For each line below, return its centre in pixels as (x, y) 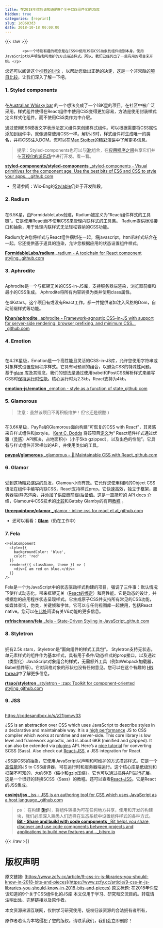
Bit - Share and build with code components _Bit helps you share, (83, 821)
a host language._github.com (34, 800)
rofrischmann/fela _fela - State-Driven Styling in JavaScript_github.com (77, 621)
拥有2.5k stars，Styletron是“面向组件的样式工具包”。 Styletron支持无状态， (80, 649)
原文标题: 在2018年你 (133, 888)
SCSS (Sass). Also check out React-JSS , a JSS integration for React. (73, 750)
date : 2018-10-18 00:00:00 (32, 28)
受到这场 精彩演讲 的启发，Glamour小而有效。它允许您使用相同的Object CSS (80, 483)
